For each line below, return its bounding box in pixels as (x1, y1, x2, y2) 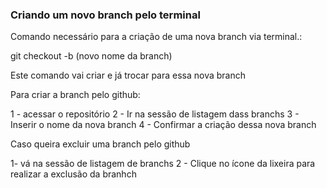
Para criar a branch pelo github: (10, 89, 141, 101)
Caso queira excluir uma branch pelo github (10, 138, 191, 150)
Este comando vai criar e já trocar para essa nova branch (10, 69, 247, 82)
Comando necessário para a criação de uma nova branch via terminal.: (10, 31, 303, 43)
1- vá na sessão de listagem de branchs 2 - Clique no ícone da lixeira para (10, 158, 316, 170)
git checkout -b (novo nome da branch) (10, 50, 173, 62)
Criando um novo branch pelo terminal (10, 8, 201, 22)
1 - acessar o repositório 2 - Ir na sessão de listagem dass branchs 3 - (10, 108, 300, 120)
